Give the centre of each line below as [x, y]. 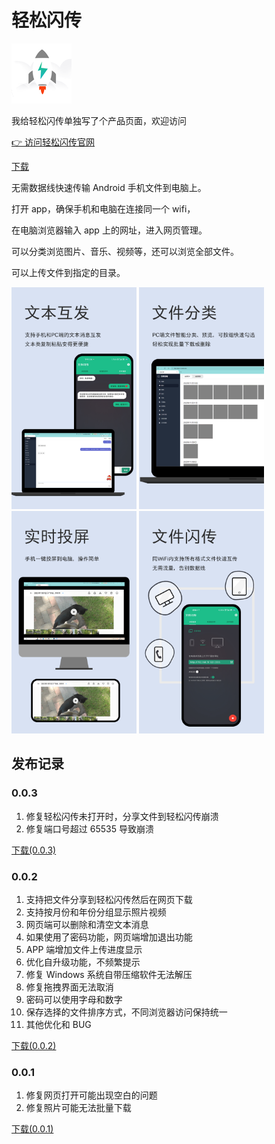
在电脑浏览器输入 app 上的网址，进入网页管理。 [109, 230]
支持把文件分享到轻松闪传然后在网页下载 [109, 900]
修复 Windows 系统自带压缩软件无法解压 [109, 975]
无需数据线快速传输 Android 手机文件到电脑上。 [109, 187]
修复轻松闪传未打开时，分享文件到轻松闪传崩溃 [122, 816]
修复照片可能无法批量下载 [78, 1108]
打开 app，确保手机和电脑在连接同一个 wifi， [103, 208]
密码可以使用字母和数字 [74, 1000]
